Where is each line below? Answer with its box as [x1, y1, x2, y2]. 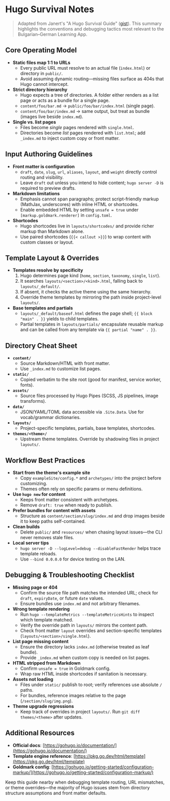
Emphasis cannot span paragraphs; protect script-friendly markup [20, 196, 159, 202]
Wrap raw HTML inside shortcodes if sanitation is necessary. [20, 670, 148, 677]
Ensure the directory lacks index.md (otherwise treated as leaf [20, 643, 150, 649]
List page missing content [12, 638, 69, 644]
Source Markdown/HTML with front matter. [20, 360, 110, 367]
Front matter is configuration [12, 163, 75, 169]
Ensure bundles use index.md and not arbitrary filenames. [20, 600, 141, 606]
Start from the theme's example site [12, 469, 90, 476]
